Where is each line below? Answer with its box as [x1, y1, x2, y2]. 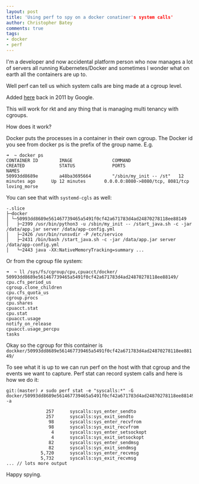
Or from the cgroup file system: [6, 257, 83, 264]
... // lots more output [6, 460, 68, 466]
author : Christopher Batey [6, 20, 73, 26]
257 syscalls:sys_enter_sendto [46, 408, 136, 415]
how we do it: [6, 376, 40, 383]
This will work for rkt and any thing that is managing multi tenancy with [6, 105, 179, 112]
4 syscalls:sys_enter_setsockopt [51, 429, 147, 435]
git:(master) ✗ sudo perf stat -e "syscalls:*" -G [6, 387, 134, 394]
